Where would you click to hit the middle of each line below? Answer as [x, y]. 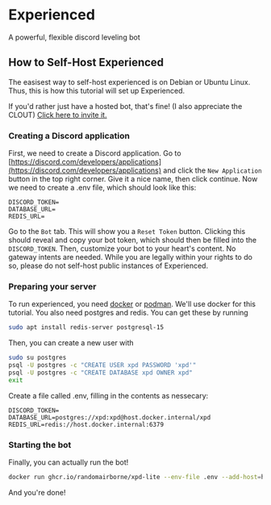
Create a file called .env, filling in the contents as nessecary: [108, 395]
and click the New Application [213, 170]
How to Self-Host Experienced [86, 63]
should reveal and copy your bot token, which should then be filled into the [132, 240]
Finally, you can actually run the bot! [69, 462]
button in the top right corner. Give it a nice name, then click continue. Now [133, 179]
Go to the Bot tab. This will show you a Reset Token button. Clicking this [127, 232]
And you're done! [37, 492]
